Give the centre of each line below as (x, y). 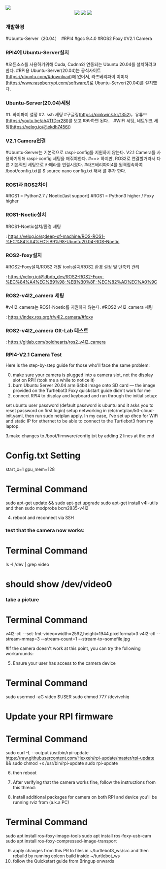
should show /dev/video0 (59, 584)
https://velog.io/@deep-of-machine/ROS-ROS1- (56, 236)
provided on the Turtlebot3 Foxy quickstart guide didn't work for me (82, 390)
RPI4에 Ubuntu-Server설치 (37, 53)
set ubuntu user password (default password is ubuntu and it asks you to (80, 405)
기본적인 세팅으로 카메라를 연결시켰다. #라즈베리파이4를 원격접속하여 (77, 165)
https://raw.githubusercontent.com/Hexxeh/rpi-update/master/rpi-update (80, 758)
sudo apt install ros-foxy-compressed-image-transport (61, 841)
